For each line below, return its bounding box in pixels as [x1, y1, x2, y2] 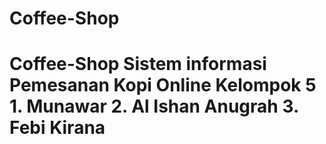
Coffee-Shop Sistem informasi [9, 53, 267, 76]
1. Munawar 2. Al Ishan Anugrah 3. [9, 95, 299, 118]
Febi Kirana [9, 117, 106, 139]
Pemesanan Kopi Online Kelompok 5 [9, 74, 317, 97]
